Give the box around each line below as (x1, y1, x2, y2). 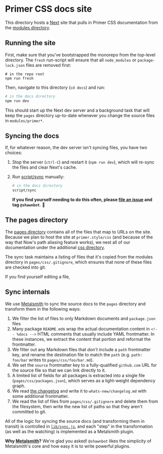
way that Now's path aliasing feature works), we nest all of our (5, 239, 130, 245)
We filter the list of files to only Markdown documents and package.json (12, 316, 156, 321)
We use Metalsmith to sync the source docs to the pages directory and (5, 301, 146, 307)
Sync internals (5, 288, 50, 296)
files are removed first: (26, 62, 72, 68)
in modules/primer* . (5, 118, 44, 123)
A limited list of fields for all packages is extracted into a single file (12, 372, 145, 378)
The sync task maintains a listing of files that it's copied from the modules (5, 254, 153, 259)
